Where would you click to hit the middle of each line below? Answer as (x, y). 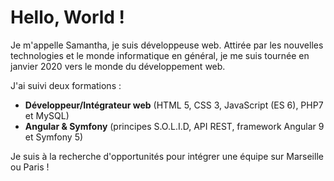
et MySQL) (47, 115)
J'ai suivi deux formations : (66, 85)
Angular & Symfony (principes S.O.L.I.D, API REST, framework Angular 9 (174, 126)
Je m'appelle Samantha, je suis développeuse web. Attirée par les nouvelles (167, 45)
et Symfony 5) (54, 137)
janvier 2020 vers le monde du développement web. (118, 66)
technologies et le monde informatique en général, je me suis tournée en (160, 55)
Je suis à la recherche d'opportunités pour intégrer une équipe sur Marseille (167, 156)
